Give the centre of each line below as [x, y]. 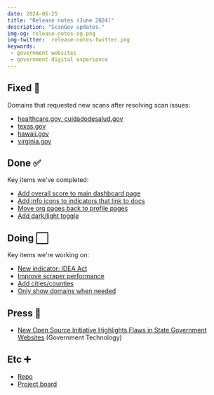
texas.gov [32, 126]
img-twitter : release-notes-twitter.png [69, 40]
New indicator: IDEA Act [52, 268]
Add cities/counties [45, 284]
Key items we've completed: [48, 180]
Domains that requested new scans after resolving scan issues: [99, 105]
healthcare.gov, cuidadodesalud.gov [70, 118]
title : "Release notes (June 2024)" [61, 20]
